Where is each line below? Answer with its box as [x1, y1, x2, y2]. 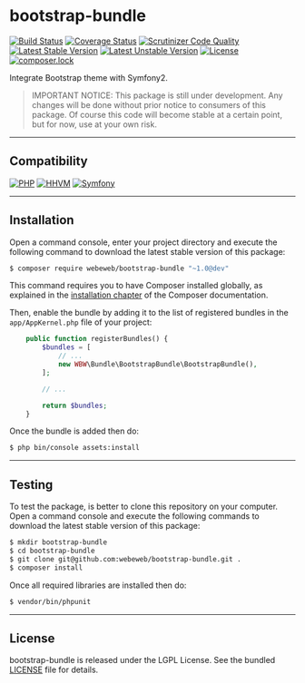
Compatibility [9, 153, 88, 169]
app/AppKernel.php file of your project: [9, 317, 152, 327]
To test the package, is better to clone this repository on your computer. [9, 501, 279, 512]
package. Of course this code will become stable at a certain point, [31, 109, 283, 120]
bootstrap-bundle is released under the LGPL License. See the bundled [9, 655, 276, 666]
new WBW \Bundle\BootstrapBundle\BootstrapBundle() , [57, 360, 258, 369]
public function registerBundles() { [25, 335, 169, 344]
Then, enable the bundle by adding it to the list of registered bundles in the [9, 307, 289, 318]
